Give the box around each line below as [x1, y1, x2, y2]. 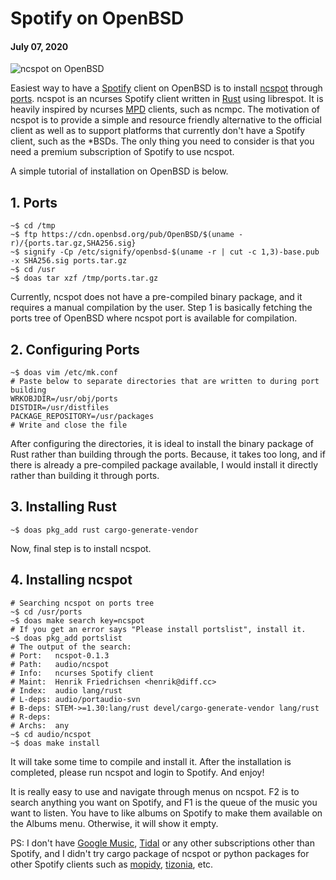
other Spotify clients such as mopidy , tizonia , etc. [10, 858, 214, 870]
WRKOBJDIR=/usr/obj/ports [10, 394, 118, 404]
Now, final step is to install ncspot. [10, 542, 152, 554]
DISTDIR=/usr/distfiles [10, 403, 110, 413]
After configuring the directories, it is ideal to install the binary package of [10, 438, 315, 450]
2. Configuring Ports [10, 341, 140, 358]
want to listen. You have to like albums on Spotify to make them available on [10, 807, 323, 819]
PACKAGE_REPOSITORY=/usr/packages [10, 412, 155, 422]
